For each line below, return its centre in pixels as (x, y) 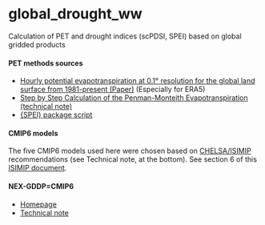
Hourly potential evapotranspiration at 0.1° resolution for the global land (137, 81)
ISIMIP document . (38, 168)
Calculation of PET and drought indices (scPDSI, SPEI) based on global (125, 36)
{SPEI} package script (56, 115)
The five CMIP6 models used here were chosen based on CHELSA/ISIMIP (130, 151)
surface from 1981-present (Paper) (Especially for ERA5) (112, 90)
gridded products (37, 44)
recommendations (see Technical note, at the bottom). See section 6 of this (133, 159)
